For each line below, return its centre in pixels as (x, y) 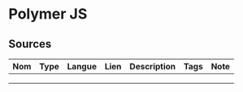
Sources (30, 44)
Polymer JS (48, 14)
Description (153, 67)
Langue (82, 67)
